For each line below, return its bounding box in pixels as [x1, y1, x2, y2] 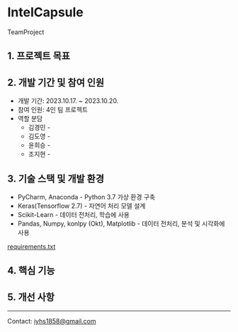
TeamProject [7, 28, 45, 36]
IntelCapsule [7, 4, 84, 21]
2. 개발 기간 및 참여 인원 [7, 76, 105, 89]
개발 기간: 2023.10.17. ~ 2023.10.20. [17, 96, 119, 105]
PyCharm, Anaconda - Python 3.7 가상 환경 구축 [17, 192, 156, 201]
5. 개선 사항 [7, 291, 55, 303]
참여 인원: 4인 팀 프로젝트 [17, 106, 89, 114]
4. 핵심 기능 [7, 265, 55, 277]
